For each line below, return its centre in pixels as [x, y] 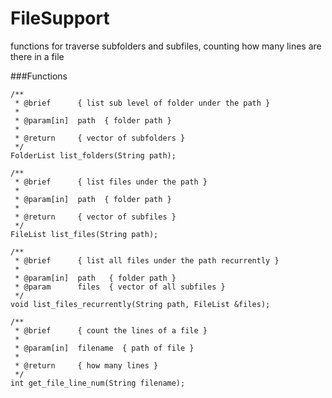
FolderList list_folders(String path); [93, 155]
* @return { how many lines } [86, 365]
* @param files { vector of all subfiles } [120, 287]
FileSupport [60, 18]
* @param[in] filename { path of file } [104, 348]
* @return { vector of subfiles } [95, 217]
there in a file [37, 56]
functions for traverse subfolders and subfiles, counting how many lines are [166, 46]
